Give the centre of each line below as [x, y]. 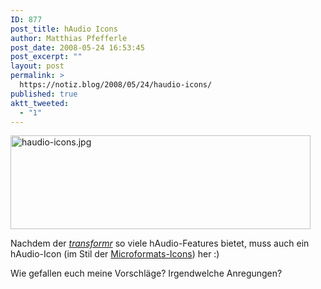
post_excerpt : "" [46, 57]
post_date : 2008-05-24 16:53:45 [77, 47]
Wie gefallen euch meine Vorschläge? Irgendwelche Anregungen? [146, 273]
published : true [44, 94]
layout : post [37, 66]
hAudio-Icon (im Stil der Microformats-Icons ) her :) [115, 254]
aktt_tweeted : [40, 103]
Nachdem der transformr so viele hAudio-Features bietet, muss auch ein [160, 243]
